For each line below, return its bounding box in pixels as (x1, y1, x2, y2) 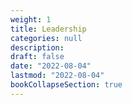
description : (10, 42, 65, 53)
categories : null (10, 33, 83, 43)
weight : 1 (10, 14, 52, 25)
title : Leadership (10, 24, 87, 34)
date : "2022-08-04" (10, 61, 92, 71)
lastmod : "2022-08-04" (10, 71, 105, 81)
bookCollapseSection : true (10, 80, 123, 90)
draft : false (10, 52, 65, 62)
